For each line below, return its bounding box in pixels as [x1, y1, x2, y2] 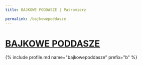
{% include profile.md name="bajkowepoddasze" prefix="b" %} [5, 54, 137, 60]
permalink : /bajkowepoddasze [5, 16, 66, 21]
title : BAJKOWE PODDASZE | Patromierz [5, 7, 86, 12]
